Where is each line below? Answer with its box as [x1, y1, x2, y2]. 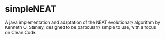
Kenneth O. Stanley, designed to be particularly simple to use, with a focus [5, 24, 156, 30]
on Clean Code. [5, 29, 37, 35]
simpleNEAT [5, 3, 57, 14]
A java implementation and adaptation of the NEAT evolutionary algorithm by [5, 19, 160, 25]
